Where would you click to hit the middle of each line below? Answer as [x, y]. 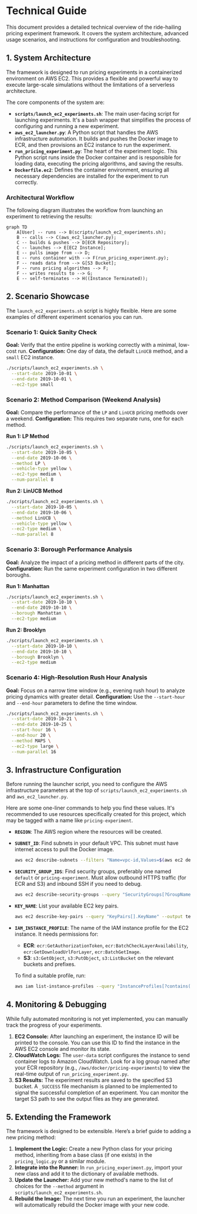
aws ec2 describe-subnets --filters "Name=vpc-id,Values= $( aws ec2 [99, 860]
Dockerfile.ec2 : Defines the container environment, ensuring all [92, 170]
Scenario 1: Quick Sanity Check [52, 332]
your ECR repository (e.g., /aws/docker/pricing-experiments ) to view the [102, 1067]
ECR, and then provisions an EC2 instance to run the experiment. [93, 144]
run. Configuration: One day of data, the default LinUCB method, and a [103, 351]
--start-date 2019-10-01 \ [44, 374]
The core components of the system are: [55, 102]
